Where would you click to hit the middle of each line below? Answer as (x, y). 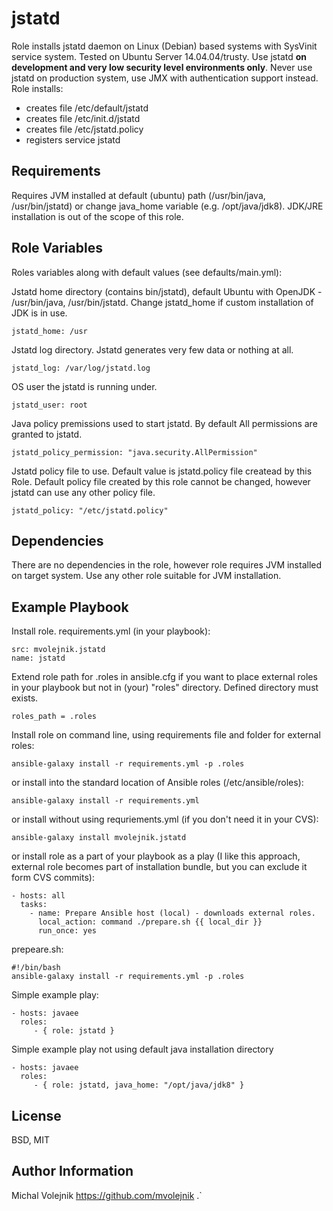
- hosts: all (38, 896)
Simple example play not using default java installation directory (142, 1049)
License (36, 1115)
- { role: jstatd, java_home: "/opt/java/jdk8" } (139, 1085)
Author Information (72, 1171)
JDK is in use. (39, 313)
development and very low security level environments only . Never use (162, 67)
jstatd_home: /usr (49, 331)
